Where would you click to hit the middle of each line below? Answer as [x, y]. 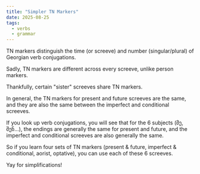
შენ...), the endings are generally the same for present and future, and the [97, 129]
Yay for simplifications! [34, 165]
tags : [13, 23]
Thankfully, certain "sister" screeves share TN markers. [75, 87]
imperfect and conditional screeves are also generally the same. [85, 136]
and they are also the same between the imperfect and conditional [88, 105]
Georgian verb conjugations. [41, 57]
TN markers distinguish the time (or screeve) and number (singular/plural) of [100, 51]
